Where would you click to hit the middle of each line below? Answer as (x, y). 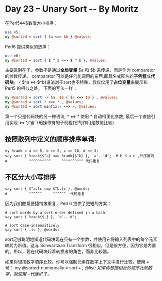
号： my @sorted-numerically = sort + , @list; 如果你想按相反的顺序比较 (77, 267)
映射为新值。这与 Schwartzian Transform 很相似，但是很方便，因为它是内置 (81, 245)
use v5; (13, 32)
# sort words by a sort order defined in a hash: (56, 213)
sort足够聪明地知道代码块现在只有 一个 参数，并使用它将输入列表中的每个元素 (81, 239)
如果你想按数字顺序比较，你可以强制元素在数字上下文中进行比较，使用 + (77, 262)
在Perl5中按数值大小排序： (32, 23)
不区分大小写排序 (31, 177)
